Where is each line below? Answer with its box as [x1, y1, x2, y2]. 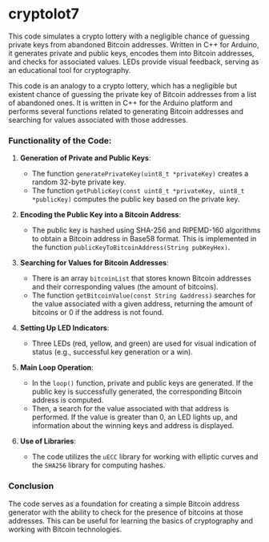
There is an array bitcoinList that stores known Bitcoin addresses [31, 273, 252, 283]
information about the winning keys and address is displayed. [31, 421, 235, 431]
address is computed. [31, 395, 104, 405]
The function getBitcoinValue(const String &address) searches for [31, 290, 256, 301]
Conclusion [8, 480, 54, 491]
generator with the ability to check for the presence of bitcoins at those [8, 507, 243, 517]
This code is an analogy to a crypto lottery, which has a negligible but [8, 81, 238, 91]
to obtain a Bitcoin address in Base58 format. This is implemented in [31, 234, 257, 244]
